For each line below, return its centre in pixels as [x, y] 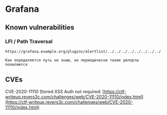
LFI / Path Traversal [29, 41]
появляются [16, 64]
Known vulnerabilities [40, 27]
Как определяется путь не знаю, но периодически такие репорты [72, 60]
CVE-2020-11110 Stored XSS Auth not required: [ [55, 91]
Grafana [22, 9]
